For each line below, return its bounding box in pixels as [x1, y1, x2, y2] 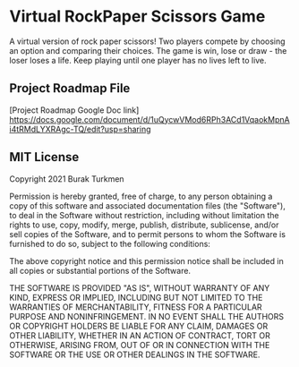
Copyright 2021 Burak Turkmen [9, 173, 124, 184]
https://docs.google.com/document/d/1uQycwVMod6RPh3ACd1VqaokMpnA [9, 114, 290, 124]
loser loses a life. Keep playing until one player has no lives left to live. [9, 55, 267, 65]
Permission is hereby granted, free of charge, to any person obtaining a [9, 191, 273, 201]
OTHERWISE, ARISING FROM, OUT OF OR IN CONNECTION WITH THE [9, 339, 270, 350]
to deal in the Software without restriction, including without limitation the [9, 209, 279, 220]
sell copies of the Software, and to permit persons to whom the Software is [9, 228, 286, 239]
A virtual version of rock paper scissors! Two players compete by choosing [9, 36, 286, 47]
